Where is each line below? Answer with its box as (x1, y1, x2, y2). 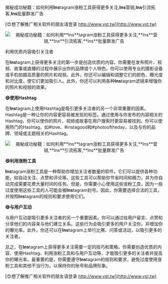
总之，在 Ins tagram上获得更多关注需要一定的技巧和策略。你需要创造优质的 (5, 244, 157, 250)
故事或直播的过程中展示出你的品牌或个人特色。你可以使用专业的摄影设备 (13, 65, 163, 71)
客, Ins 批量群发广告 (5, 10, 44, 16)
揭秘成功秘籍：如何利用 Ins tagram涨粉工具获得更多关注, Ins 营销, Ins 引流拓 (5, 4, 156, 10)
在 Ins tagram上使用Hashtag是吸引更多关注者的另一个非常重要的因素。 (5, 105, 149, 111)
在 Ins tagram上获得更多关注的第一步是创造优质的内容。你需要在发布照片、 (5, 59, 157, 65)
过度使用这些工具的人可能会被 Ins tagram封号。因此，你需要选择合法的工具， (5, 187, 162, 193)
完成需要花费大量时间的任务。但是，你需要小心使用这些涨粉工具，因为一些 (9, 181, 163, 187)
